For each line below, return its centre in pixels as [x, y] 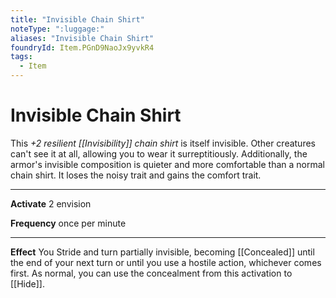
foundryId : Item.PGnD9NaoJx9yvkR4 [82, 47]
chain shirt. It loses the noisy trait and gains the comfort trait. [136, 175]
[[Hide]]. [27, 283]
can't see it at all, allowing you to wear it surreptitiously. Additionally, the [159, 153]
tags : [21, 57]
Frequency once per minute [68, 223]
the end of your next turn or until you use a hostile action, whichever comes [166, 262]
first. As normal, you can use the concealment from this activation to [151, 273]
